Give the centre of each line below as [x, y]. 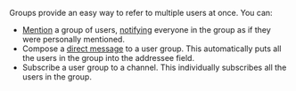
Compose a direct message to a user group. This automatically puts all [152, 49]
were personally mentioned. [73, 39]
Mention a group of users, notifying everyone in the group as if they [147, 30]
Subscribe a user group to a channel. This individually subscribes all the [154, 67]
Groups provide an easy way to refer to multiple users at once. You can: [141, 13]
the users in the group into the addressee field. [108, 58]
